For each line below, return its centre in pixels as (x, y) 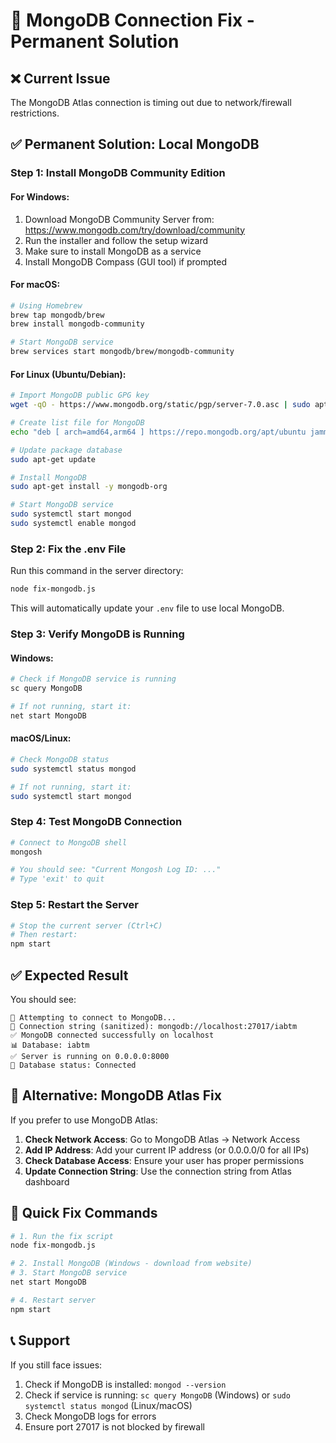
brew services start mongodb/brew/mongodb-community (122, 352)
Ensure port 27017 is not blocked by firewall (114, 1426)
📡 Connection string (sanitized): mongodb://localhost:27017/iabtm (154, 1026)
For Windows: (40, 196)
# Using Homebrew (46, 305)
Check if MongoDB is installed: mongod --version (125, 1384)
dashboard (47, 1181)
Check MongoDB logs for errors (90, 1416)
